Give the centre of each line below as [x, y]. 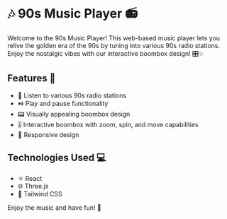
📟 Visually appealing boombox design [74, 114]
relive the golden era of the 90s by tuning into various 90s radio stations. [114, 45]
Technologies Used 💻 [57, 158]
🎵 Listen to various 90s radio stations [72, 95]
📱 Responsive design [48, 134]
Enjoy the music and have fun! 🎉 [54, 207]
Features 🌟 [32, 78]
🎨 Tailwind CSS [40, 194]
